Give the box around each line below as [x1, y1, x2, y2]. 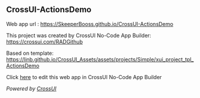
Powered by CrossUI [6, 85, 57, 92]
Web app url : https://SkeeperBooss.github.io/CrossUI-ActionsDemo [6, 20, 174, 27]
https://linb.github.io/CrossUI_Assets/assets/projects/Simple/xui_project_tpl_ [6, 55, 194, 63]
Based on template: [6, 50, 54, 57]
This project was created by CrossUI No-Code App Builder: [6, 32, 152, 39]
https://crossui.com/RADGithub [6, 38, 83, 45]
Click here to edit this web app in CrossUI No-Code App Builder [6, 73, 162, 80]
